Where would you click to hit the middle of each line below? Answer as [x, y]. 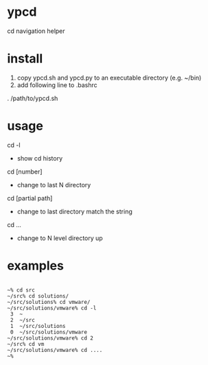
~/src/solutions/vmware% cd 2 [50, 338]
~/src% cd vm [26, 344]
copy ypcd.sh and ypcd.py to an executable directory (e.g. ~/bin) [109, 78]
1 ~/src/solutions [38, 326]
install [25, 59]
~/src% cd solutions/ [38, 296]
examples [35, 266]
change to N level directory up [60, 238]
